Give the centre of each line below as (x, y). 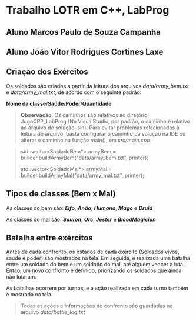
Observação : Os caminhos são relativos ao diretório (84, 115)
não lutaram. (21, 277)
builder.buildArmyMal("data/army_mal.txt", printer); (82, 175)
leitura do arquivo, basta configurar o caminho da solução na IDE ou (103, 133)
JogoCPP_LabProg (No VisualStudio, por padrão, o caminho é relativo (105, 121)
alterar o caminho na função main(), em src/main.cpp (85, 140)
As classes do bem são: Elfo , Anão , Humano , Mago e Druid (79, 208)
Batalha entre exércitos (49, 238)
